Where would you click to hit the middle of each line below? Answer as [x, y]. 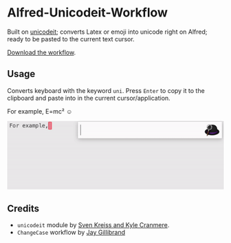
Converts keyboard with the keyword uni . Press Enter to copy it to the [106, 90]
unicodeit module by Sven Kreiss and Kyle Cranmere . [93, 225]
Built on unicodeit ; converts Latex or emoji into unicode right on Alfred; [107, 32]
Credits [23, 208]
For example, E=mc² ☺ [40, 111]
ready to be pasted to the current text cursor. [71, 39]
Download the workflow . [42, 52]
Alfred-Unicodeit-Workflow [88, 13]
